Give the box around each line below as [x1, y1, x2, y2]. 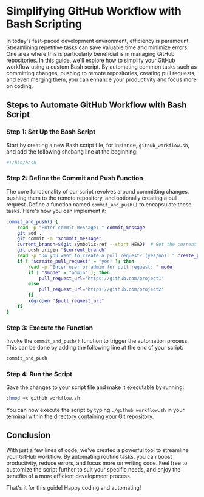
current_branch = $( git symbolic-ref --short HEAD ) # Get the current [17, 242, 197, 248]
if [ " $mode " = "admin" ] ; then [28, 269, 110, 276]
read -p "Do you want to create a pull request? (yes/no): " [17, 253, 175, 259]
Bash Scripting [6, 17, 83, 31]
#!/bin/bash [6, 160, 36, 166]
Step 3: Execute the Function [6, 323, 93, 332]
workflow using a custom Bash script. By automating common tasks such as [6, 63, 197, 70]
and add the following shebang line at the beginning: [6, 147, 138, 155]
